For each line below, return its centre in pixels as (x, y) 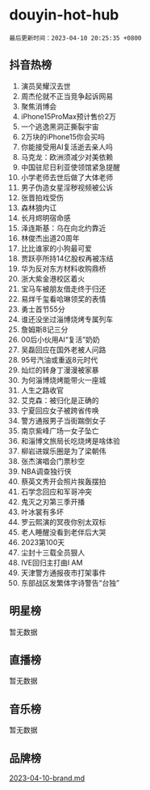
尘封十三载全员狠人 (53, 552)
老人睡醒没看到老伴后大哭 (63, 532)
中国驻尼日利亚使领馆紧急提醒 (70, 167)
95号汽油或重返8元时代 (59, 359)
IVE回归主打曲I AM (52, 562)
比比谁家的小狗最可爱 (56, 248)
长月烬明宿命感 (46, 217)
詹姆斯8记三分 (44, 329)
